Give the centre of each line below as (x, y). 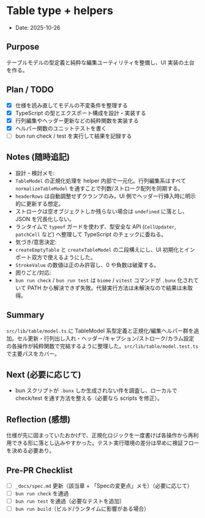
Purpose (23, 47)
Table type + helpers (60, 11)
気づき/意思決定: (36, 242)
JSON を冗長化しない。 (45, 219)
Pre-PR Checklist (39, 470)
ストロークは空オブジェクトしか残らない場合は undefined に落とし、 (102, 211)
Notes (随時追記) (38, 157)
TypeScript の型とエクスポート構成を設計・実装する (80, 113)
